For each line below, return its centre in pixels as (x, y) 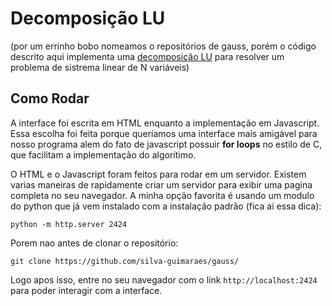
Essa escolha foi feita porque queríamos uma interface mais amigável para (164, 133)
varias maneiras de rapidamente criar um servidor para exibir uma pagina (161, 184)
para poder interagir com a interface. (86, 290)
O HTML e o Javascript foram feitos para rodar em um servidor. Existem (158, 174)
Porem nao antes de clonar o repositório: (94, 243)
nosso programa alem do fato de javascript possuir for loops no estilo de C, (166, 144)
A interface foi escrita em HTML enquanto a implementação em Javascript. (165, 123)
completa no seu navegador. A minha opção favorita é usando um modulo (162, 195)
